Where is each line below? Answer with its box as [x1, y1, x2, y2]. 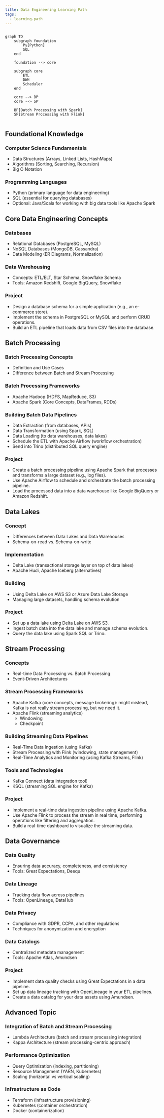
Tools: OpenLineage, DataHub [12, 897, 74, 903]
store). [35, 309, 49, 315]
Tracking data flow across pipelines [12, 892, 85, 898]
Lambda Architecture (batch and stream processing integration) [12, 1034, 142, 1040]
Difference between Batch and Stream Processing [12, 370, 114, 376]
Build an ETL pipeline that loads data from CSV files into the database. [12, 324, 155, 330]
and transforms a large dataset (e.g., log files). [12, 472, 107, 478]
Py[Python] [23, 43, 45, 48]
